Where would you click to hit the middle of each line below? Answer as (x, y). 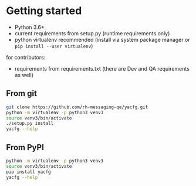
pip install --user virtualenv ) (54, 46)
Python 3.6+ (30, 27)
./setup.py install (30, 124)
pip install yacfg (28, 172)
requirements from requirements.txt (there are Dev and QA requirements (102, 68)
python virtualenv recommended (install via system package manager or (102, 39)
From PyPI (25, 147)
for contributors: (26, 57)
